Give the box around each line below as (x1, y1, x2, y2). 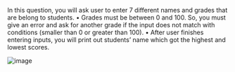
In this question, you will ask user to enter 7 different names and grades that (7, 6, 228, 14)
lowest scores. (7, 43, 50, 51)
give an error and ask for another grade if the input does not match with (7, 21, 215, 29)
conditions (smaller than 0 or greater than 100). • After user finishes (7, 28, 204, 36)
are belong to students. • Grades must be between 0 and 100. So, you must (7, 13, 227, 22)
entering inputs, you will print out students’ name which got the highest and (7, 36, 227, 44)
